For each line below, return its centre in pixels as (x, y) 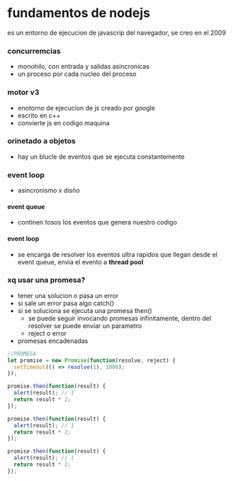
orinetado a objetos (41, 141)
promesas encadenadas (53, 341)
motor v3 (23, 92)
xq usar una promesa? (46, 280)
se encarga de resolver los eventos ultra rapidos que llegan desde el (118, 254)
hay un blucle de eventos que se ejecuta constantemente (101, 157)
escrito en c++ (39, 115)
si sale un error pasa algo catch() (66, 303)
